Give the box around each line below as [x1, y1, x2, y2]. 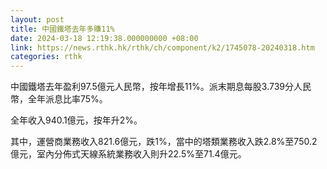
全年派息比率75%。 [27, 93, 108, 105]
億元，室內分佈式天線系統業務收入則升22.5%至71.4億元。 [10, 148, 247, 160]
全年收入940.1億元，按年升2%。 [10, 114, 143, 126]
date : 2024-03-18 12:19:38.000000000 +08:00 [10, 33, 199, 43]
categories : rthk [10, 52, 83, 62]
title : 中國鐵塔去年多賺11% [10, 24, 115, 34]
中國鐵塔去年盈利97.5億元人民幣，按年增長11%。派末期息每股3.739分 [10, 81, 295, 93]
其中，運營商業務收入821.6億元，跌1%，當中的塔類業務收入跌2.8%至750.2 [10, 136, 318, 148]
